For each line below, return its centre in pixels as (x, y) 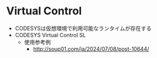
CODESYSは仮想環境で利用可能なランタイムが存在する (83, 28)
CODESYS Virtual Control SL (50, 35)
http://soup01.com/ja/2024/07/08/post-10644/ (91, 48)
